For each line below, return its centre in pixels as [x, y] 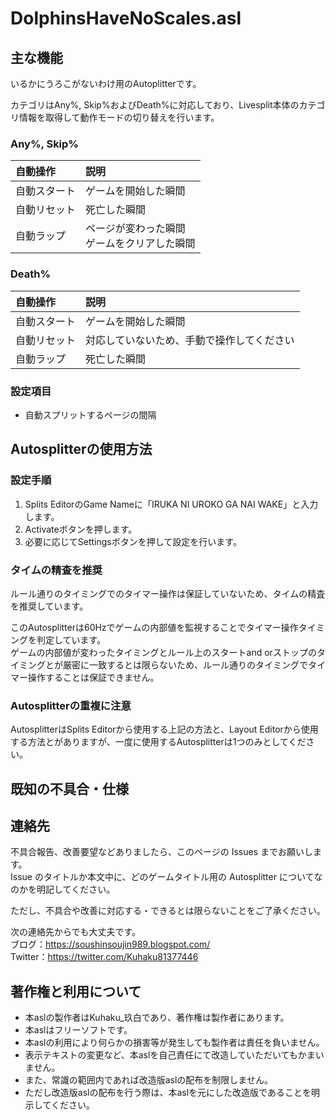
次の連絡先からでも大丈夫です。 [76, 932]
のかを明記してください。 [63, 889]
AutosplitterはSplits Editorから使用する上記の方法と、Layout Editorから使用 [164, 729]
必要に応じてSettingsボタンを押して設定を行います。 [133, 541]
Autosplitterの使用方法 [81, 449]
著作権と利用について [76, 991]
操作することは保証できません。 [93, 677]
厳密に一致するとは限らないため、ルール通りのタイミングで [185, 664]
